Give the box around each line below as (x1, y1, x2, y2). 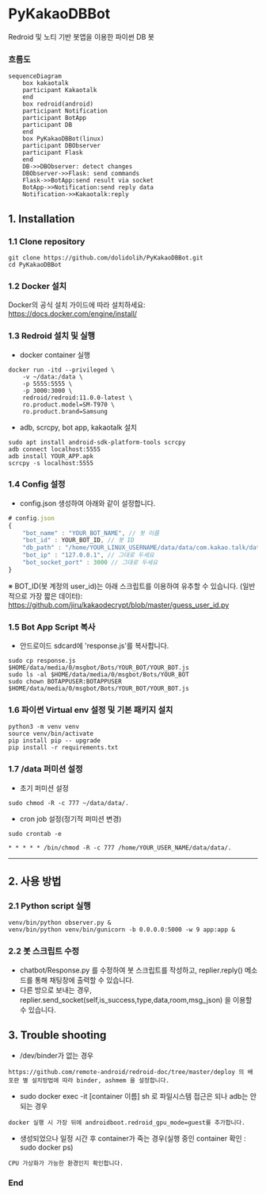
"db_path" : (22, 544, 62, 552)
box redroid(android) (22, 100, 93, 108)
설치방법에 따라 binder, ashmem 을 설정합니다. (31, 1077, 170, 1084)
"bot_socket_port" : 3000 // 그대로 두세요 (22, 559, 158, 567)
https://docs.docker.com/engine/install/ (8, 309, 137, 318)
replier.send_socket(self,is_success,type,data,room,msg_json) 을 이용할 (19, 995, 253, 1004)
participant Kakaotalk (22, 87, 97, 94)
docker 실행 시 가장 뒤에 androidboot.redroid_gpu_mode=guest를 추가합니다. (8, 1119, 245, 1127)
